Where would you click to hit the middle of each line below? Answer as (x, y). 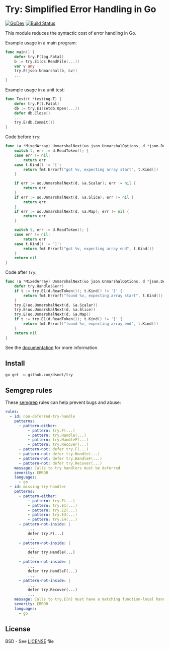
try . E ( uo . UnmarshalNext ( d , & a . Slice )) (55, 310)
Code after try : (21, 272)
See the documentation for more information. (52, 347)
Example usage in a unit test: (35, 90)
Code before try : (23, 137)
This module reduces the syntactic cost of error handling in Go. (71, 33)
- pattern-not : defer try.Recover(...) (60, 463)
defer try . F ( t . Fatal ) (37, 104)
